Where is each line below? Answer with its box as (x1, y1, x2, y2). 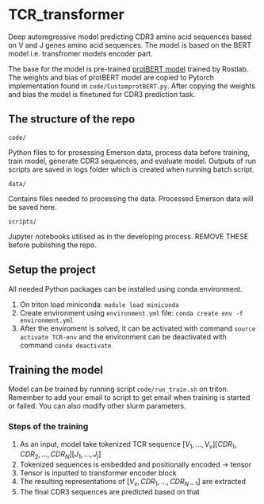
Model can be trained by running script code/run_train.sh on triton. (8, 384, 229, 394)
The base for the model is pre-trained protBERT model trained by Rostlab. (8, 64, 249, 73)
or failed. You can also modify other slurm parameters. (8, 401, 186, 411)
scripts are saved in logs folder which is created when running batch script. (8, 165, 254, 174)
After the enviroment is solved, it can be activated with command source (19, 324, 256, 333)
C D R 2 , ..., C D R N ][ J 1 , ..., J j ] (19, 449, 101, 461)
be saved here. (8, 202, 57, 211)
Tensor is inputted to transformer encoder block (19, 468, 177, 478)
